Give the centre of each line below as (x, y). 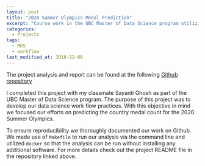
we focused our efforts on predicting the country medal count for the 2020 (100, 112)
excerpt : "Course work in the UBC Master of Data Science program (92, 23)
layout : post (23, 12)
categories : (21, 29)
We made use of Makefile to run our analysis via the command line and (95, 137)
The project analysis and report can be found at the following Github (92, 74)
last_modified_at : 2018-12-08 (45, 57)
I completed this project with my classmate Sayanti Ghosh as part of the (97, 92)
